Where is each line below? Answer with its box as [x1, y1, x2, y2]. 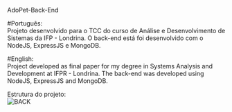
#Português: [7, 19, 43, 27]
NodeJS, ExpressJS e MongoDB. [7, 41, 101, 49]
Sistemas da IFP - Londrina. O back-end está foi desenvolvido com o [7, 34, 204, 42]
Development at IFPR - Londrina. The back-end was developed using [7, 69, 204, 77]
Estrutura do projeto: [7, 90, 66, 98]
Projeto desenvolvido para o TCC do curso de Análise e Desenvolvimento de [7, 27, 226, 35]
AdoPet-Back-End [7, 6, 59, 14]
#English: [7, 55, 34, 63]
